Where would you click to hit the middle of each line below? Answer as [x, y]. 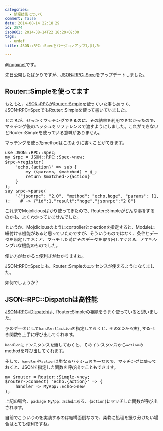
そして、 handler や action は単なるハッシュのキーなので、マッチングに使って [81, 361]
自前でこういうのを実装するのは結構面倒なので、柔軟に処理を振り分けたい [80, 418]
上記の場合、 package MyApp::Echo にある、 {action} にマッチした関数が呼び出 [81, 401]
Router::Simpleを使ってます [47, 92]
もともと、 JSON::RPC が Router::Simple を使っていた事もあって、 [69, 104]
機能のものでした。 [41, 245]
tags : [10, 37]
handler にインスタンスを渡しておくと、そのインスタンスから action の [74, 345]
